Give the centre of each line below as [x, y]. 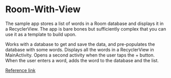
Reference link [20, 70]
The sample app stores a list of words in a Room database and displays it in [84, 23]
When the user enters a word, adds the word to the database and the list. [82, 60]
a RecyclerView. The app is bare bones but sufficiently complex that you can [86, 29]
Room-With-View [43, 9]
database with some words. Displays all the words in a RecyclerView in [80, 49]
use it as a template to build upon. [41, 34]
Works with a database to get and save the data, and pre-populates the [80, 44]
